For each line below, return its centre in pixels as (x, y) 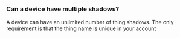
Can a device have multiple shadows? (63, 9)
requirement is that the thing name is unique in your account (81, 28)
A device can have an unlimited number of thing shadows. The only (90, 22)
